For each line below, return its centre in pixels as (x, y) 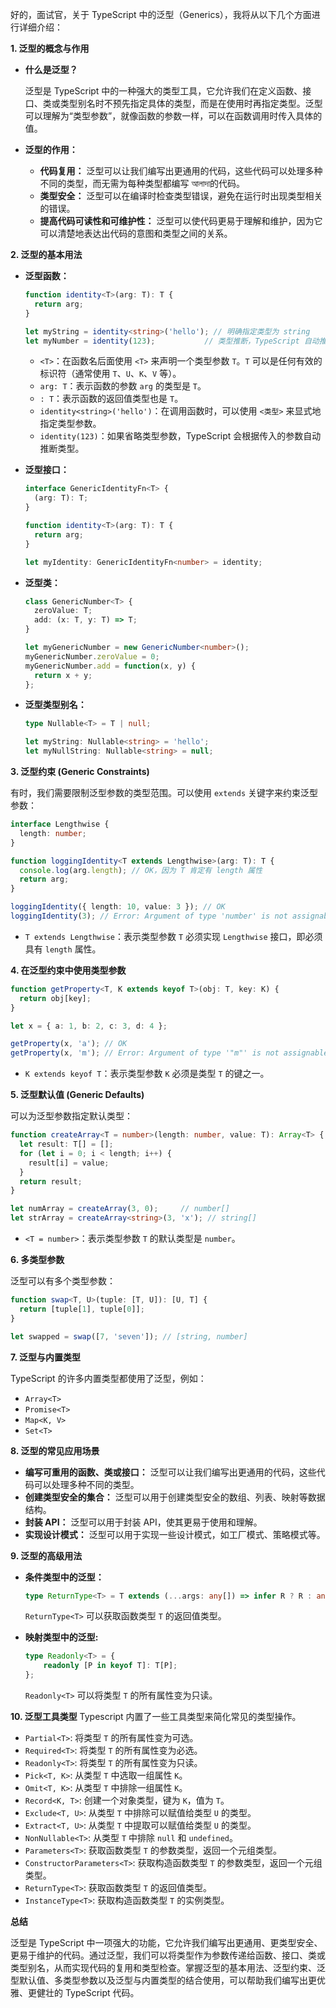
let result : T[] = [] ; (66, 1144)
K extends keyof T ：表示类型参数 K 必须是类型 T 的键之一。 (147, 1074)
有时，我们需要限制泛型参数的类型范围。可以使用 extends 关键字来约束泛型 (164, 792)
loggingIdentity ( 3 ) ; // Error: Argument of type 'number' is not (149, 916)
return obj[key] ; (55, 998)
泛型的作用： (51, 149)
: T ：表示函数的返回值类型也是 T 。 (111, 399)
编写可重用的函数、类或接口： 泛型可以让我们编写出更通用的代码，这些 (170, 1472)
